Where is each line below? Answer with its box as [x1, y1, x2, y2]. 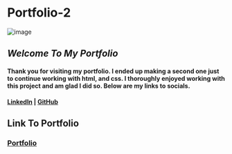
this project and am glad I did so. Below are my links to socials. [7, 81, 190, 90]
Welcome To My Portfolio [7, 48, 118, 59]
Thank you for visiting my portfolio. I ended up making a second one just [7, 67, 220, 75]
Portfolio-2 [7, 5, 71, 21]
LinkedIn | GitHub [7, 97, 59, 106]
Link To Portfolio [7, 117, 80, 129]
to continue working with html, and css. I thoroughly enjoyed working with [7, 74, 225, 82]
